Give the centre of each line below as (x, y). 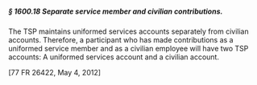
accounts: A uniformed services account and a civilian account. (114, 57)
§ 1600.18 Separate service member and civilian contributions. (116, 11)
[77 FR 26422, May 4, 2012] (55, 72)
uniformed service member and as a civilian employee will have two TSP (128, 48)
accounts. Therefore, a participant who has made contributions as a (121, 39)
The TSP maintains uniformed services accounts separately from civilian (128, 31)
